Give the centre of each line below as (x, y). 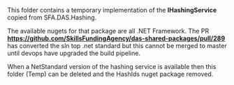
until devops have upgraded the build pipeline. (74, 53)
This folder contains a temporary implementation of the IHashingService (112, 10)
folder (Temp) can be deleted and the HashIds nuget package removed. (110, 74)
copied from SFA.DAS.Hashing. (52, 17)
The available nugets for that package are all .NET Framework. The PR (108, 31)
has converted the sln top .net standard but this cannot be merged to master (117, 46)
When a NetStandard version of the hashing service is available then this (112, 67)
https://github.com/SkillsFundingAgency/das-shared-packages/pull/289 (116, 38)
